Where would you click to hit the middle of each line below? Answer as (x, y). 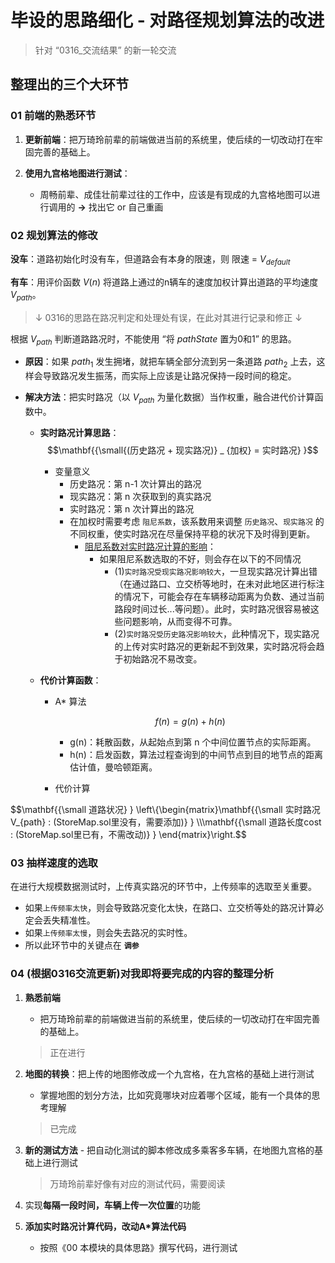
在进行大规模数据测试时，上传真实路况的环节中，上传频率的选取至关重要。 (163, 887)
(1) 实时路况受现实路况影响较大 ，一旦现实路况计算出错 (216, 571)
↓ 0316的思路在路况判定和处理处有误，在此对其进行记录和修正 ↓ (168, 317)
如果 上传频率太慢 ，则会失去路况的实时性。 (108, 933)
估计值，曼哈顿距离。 (113, 767)
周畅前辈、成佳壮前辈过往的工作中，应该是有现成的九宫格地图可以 (175, 194)
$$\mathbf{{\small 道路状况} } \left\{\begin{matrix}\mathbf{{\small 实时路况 (165, 809)
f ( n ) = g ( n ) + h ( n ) (190, 721)
